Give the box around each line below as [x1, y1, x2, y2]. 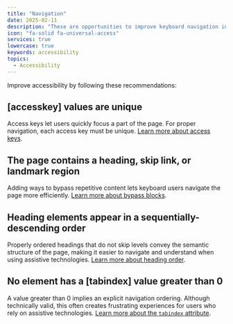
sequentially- [141, 211, 200, 223]
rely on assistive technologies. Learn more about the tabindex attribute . [7, 309, 212, 317]
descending [7, 222, 60, 234]
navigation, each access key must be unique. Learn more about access [7, 127, 211, 136]
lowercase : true [7, 42, 54, 49]
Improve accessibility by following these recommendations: [7, 81, 177, 89]
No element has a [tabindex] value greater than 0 [7, 275, 223, 287]
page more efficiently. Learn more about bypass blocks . [7, 191, 167, 200]
